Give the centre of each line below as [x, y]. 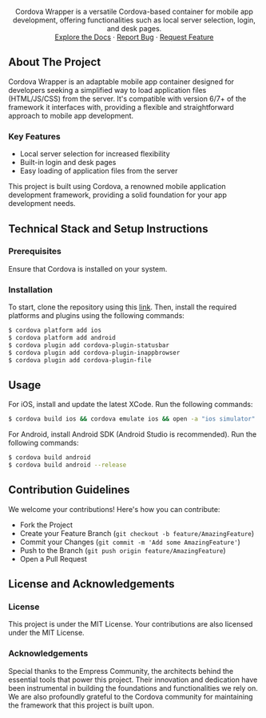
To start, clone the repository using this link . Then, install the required [123, 307]
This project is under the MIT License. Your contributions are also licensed [131, 624]
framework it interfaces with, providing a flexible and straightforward [121, 107]
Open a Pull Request [54, 559]
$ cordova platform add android [62, 337]
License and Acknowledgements [91, 584]
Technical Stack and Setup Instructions [108, 229]
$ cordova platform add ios [55, 331]
